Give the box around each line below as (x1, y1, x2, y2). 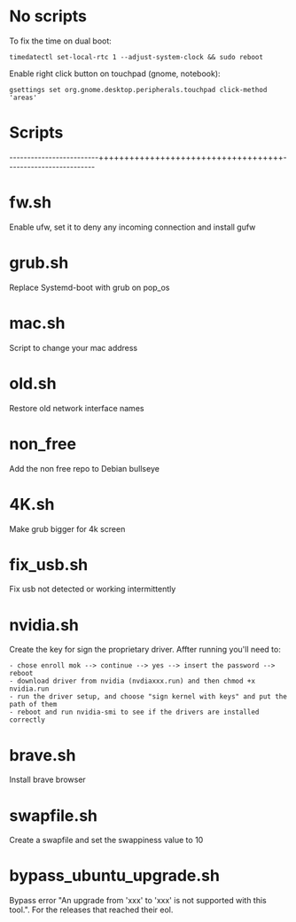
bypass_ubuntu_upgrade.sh (9, 866, 220, 886)
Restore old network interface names (9, 402, 144, 413)
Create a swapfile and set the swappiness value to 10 (9, 835, 204, 846)
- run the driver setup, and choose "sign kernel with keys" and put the (9, 692, 288, 701)
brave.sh (9, 745, 76, 765)
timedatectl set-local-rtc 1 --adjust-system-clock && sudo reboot (9, 52, 264, 61)
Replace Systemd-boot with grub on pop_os (9, 282, 170, 293)
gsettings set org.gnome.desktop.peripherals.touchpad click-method (9, 85, 268, 94)
